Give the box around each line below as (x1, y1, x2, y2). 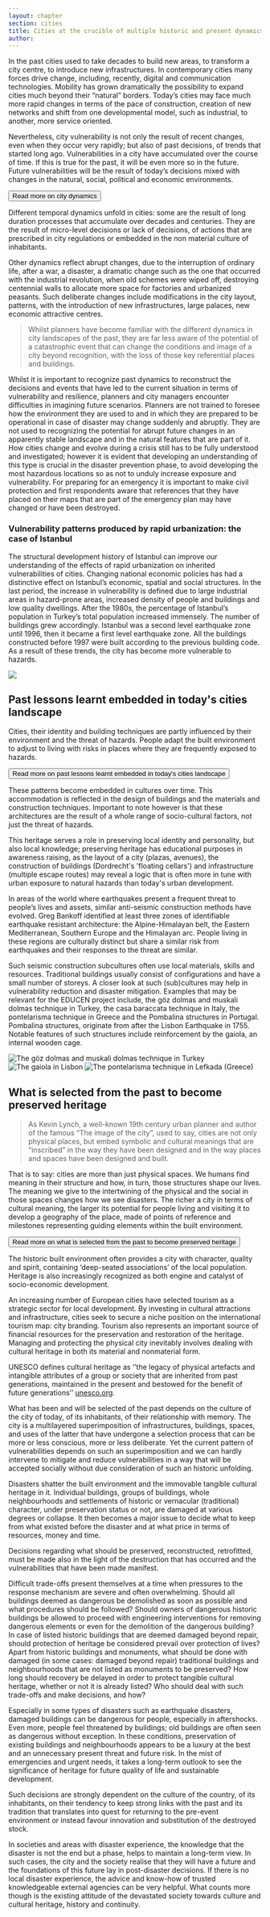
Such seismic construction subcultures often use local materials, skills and (8, 961, 255, 971)
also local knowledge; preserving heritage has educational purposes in (8, 844, 243, 854)
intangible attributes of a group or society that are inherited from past (8, 1371, 239, 1380)
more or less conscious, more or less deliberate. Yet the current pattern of (8, 1438, 254, 1447)
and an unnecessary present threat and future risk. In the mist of (8, 1749, 223, 1758)
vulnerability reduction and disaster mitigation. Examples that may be (8, 986, 237, 996)
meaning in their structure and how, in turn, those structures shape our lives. (8, 1178, 261, 1188)
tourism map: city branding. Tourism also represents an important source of (8, 1321, 259, 1330)
